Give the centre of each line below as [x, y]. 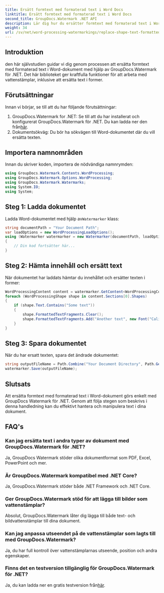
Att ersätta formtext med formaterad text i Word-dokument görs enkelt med [81, 395]
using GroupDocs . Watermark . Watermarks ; [46, 183]
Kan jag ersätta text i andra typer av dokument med [67, 441]
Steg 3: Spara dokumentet [46, 343]
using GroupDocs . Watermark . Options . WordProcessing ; [59, 178]
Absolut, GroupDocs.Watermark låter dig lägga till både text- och [70, 516]
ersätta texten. [27, 137]
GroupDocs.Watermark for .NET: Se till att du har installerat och [76, 116]
